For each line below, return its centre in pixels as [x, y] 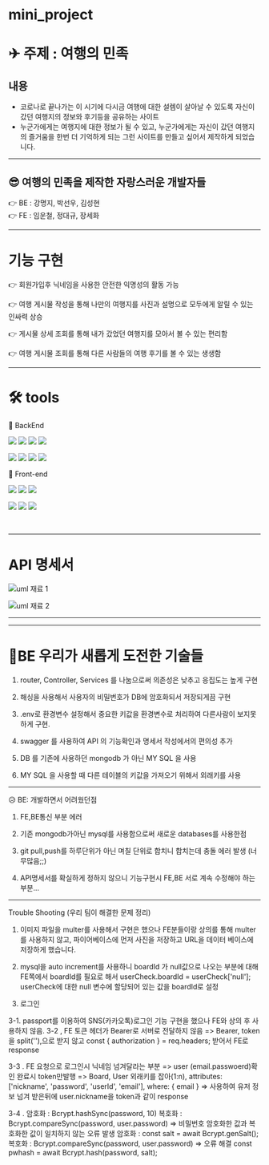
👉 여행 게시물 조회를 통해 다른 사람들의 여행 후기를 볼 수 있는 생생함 [115, 353]
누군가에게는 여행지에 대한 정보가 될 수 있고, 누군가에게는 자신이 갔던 [126, 127]
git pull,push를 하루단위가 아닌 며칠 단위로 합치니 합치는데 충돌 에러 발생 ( [135, 851]
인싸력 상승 [26, 316]
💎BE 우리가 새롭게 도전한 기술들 [106, 656]
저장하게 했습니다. [48, 949]
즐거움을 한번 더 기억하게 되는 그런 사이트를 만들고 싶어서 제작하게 [131, 137]
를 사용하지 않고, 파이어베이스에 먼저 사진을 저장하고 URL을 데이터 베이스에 [137, 939]
